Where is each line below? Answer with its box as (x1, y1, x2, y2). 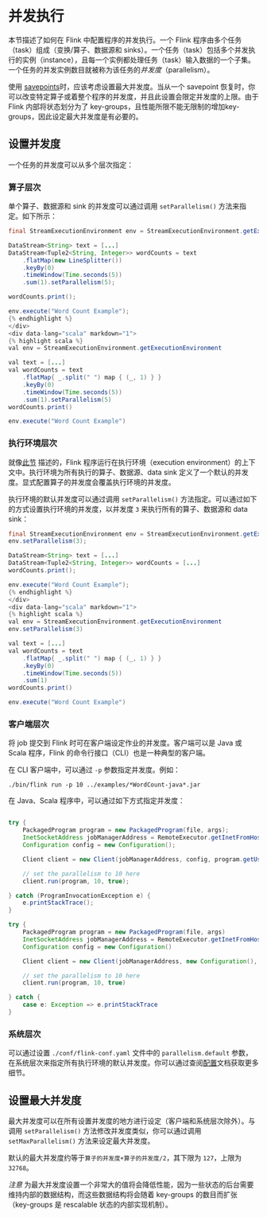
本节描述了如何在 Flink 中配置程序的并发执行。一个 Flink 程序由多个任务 (8, 35, 242, 45)
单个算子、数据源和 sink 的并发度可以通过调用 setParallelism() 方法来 (8, 201, 240, 211)
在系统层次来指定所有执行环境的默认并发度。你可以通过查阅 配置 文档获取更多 (8, 1058, 259, 1067)
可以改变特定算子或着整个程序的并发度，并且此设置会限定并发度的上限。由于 (8, 92, 259, 101)
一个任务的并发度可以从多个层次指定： (8, 160, 133, 170)
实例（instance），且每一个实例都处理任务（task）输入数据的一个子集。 (21, 55, 256, 64)
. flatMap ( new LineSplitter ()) (22, 256, 123, 264)
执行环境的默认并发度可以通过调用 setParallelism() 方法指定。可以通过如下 (8, 494, 257, 504)
